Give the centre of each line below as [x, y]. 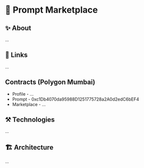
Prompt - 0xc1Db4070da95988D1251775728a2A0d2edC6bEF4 [76, 99]
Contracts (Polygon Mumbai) [50, 82]
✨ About [18, 28]
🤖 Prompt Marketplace [51, 10]
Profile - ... [23, 94]
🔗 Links [16, 55]
